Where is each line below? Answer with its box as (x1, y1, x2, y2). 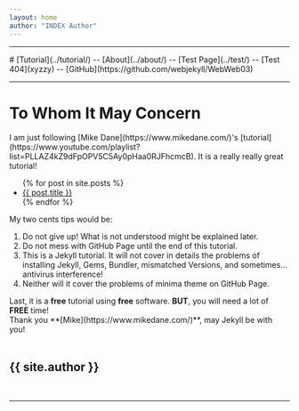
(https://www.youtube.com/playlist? (9, 141, 141, 152)
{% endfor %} (21, 197, 74, 207)
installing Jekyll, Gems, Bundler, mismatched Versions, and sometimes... (21, 260, 287, 270)
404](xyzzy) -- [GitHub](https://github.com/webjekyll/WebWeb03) (9, 63, 254, 74)
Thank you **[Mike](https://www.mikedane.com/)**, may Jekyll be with (9, 315, 273, 326)
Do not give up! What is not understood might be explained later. (21, 231, 259, 242)
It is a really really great (198, 151, 284, 162)
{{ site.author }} (9, 359, 100, 375)
